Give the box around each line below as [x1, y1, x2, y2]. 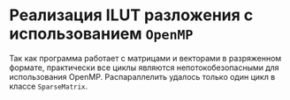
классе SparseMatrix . [9, 81, 88, 91]
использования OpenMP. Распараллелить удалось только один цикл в [9, 71, 276, 82]
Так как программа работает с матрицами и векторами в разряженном [9, 53, 282, 63]
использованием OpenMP [9, 24, 194, 44]
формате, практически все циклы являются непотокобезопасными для [9, 62, 280, 73]
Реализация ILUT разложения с [9, 5, 254, 25]
